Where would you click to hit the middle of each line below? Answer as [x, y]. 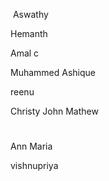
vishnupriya [34, 166]
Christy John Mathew [54, 111]
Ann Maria [31, 146]
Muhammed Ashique [53, 72]
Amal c [25, 53]
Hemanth [29, 33]
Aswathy [30, 14]
